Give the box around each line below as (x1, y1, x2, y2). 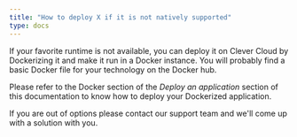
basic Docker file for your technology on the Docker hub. (9, 64, 217, 75)
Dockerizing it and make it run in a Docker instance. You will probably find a (9, 55, 285, 65)
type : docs (9, 21, 50, 30)
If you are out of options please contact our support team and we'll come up (9, 108, 288, 118)
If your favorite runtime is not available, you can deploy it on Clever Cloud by (9, 45, 289, 56)
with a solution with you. (9, 117, 98, 128)
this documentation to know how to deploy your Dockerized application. (9, 90, 272, 102)
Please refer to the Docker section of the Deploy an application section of (9, 81, 279, 92)
